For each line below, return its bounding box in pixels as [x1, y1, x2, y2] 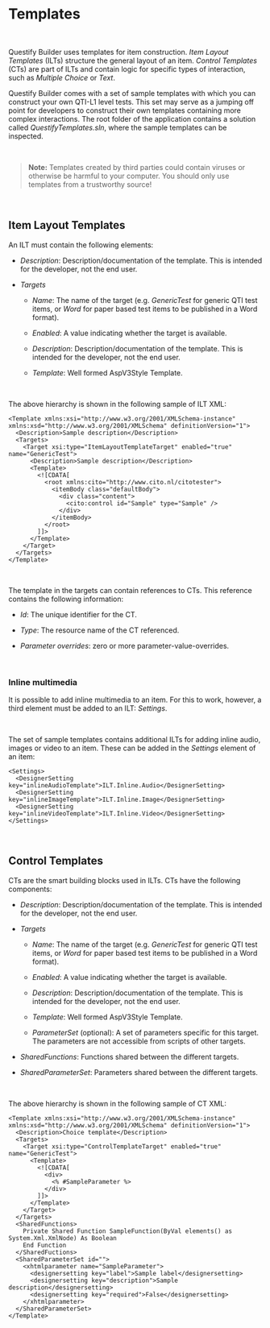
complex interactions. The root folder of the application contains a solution [8, 114, 256, 123]
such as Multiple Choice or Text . [8, 73, 115, 82]
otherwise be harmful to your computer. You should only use [27, 171, 230, 181]
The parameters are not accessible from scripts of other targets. [31, 1036, 246, 1046]
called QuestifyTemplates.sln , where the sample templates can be [8, 122, 227, 132]
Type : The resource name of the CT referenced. [19, 625, 180, 635]
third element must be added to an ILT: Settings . [8, 703, 168, 713]
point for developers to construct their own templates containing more [8, 106, 242, 115]
